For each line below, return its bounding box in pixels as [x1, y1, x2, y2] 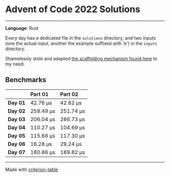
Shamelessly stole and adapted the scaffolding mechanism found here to [5, 55, 158, 61]
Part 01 [30, 90, 49, 97]
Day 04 [8, 124, 26, 131]
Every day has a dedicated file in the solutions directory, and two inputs [5, 34, 156, 41]
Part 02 [60, 90, 78, 97]
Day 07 [8, 149, 26, 156]
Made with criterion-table [5, 166, 58, 172]
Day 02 [8, 108, 26, 115]
